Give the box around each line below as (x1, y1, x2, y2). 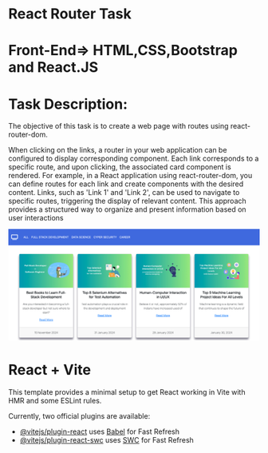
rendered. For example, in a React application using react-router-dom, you (8, 171, 253, 181)
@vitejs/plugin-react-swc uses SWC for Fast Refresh (19, 435, 194, 445)
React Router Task (8, 5, 132, 23)
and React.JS (8, 58, 99, 77)
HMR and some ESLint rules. (8, 396, 102, 406)
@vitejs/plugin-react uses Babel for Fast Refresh (19, 427, 180, 436)
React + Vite (8, 361, 92, 379)
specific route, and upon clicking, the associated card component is (8, 162, 231, 172)
